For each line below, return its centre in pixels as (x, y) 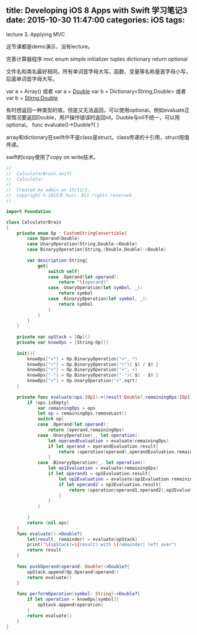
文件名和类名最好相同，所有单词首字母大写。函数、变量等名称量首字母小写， (98, 71)
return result (44, 550)
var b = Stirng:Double (32, 98)
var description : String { (57, 260)
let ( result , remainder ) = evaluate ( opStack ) (82, 539)
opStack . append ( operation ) (70, 605)
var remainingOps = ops (66, 408)
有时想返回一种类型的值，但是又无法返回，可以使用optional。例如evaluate (95, 110)
